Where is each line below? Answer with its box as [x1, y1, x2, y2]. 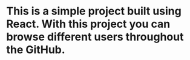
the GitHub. [6, 43, 65, 57]
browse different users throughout [6, 30, 184, 44]
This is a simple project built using [6, 4, 182, 18]
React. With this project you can [6, 17, 171, 31]
